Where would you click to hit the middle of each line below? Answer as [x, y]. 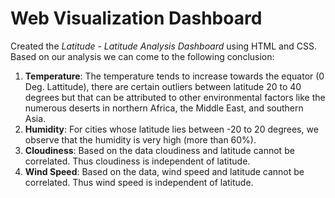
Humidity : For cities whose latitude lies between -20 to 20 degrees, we [171, 129]
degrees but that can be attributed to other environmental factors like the [175, 97]
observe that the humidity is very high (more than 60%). [140, 139]
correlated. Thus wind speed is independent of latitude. [139, 182]
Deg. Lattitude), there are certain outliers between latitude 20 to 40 [163, 86]
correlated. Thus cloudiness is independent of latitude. [137, 161]
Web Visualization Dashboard [136, 18]
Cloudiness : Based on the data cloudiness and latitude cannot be [159, 150]
